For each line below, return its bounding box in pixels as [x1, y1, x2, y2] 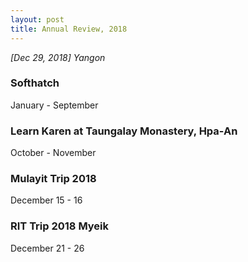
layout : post [10, 14, 65, 25]
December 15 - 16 [10, 194, 83, 206]
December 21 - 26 [10, 242, 85, 254]
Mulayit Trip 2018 [10, 172, 97, 186]
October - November [10, 147, 97, 159]
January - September [10, 99, 99, 111]
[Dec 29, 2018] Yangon [10, 51, 106, 63]
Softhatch [10, 76, 60, 90]
